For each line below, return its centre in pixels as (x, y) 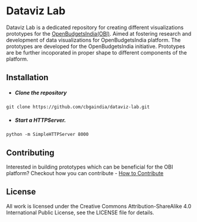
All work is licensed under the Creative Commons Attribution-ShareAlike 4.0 (99, 206)
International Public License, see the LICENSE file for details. (80, 213)
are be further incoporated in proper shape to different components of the (96, 52)
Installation (27, 77)
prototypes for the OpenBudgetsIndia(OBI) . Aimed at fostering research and (99, 33)
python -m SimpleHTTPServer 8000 (47, 135)
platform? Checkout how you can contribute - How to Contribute (85, 173)
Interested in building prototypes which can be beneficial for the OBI (90, 167)
